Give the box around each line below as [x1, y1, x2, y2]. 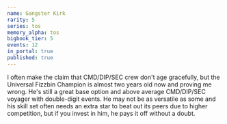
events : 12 [7, 42, 38, 48]
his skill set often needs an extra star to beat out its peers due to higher [7, 102, 208, 110]
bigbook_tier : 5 [7, 35, 53, 42]
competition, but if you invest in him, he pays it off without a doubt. [7, 109, 196, 117]
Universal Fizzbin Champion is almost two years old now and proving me [7, 80, 212, 89]
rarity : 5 [7, 16, 36, 23]
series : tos [7, 22, 41, 29]
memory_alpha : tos [7, 29, 59, 36]
